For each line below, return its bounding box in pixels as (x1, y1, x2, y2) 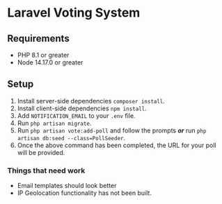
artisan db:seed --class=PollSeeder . (17, 133, 126, 142)
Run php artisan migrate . (17, 119, 92, 127)
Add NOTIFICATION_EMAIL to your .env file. (17, 111, 136, 119)
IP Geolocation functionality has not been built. (17, 189, 152, 197)
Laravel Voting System (7, 5, 141, 21)
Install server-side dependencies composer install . (17, 96, 166, 105)
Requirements (7, 33, 70, 44)
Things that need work (7, 165, 86, 175)
